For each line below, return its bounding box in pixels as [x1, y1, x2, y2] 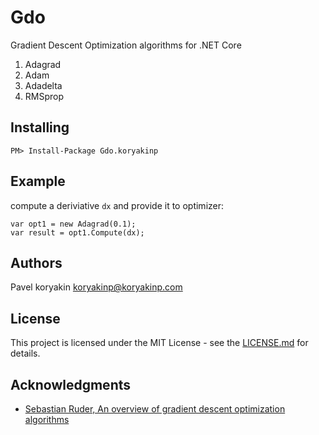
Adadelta [24, 79, 63, 91]
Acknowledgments [10, 376, 132, 393]
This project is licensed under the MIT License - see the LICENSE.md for [10, 337, 309, 349]
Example [10, 173, 66, 190]
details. [10, 347, 41, 360]
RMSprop [24, 90, 65, 102]
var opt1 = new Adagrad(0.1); [10, 219, 137, 229]
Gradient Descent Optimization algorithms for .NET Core [10, 39, 242, 51]
